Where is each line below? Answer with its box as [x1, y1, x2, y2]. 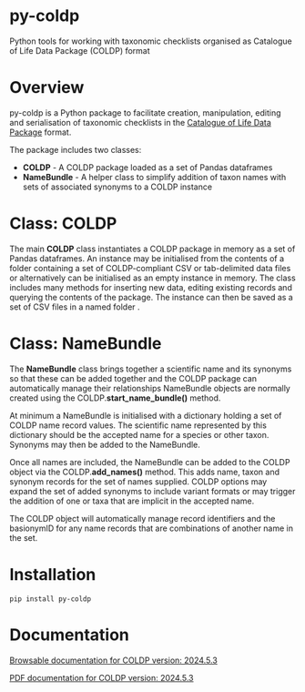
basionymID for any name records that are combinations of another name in [9, 523, 294, 534]
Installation [9, 564, 97, 585]
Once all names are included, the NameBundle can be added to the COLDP [9, 456, 290, 467]
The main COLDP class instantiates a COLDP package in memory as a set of [9, 243, 296, 254]
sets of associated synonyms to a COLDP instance [22, 181, 212, 192]
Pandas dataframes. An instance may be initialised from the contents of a [9, 252, 285, 264]
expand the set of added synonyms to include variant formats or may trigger [9, 485, 296, 496]
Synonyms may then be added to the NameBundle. [9, 439, 200, 450]
